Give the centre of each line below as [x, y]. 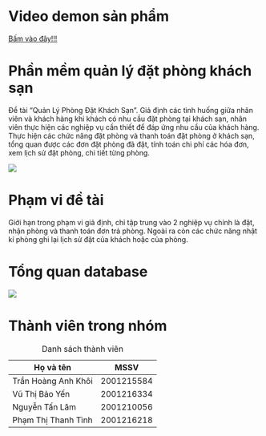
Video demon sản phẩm [89, 16]
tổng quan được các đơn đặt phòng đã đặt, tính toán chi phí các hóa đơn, [129, 144]
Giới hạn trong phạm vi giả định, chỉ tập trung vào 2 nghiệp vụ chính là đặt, [131, 222]
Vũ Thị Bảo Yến [41, 394]
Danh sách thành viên [83, 349]
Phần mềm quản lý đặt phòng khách [130, 71]
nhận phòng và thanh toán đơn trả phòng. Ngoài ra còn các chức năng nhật [133, 231]
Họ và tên [53, 367]
